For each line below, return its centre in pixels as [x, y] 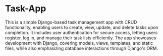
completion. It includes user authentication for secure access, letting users [81, 32]
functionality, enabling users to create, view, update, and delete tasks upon [82, 27]
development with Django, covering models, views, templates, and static [79, 43]
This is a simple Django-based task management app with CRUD [71, 22]
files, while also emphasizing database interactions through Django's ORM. [81, 48]
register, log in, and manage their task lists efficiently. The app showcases [81, 38]
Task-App [26, 9]
